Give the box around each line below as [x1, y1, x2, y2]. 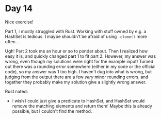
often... [5, 38, 19, 44]
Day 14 [5, 3, 33, 14]
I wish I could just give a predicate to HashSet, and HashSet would [12, 98, 145, 103]
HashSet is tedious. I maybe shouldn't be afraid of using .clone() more [5, 34, 147, 39]
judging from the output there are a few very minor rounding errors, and [5, 74, 149, 80]
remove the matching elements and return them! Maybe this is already [12, 103, 153, 109]
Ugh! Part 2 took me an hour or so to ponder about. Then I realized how [5, 48, 148, 54]
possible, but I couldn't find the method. [12, 108, 92, 114]
